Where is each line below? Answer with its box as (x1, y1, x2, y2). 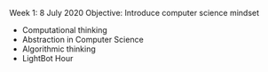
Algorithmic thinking (21, 44, 96, 54)
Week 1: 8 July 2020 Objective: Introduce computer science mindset (9, 8, 260, 18)
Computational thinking (21, 25, 108, 35)
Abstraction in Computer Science (21, 35, 144, 44)
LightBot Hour (21, 53, 74, 63)
